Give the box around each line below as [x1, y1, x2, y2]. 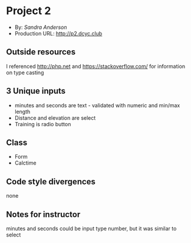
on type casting [6, 69, 44, 76]
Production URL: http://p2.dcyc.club [14, 29, 103, 37]
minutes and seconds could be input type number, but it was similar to [6, 225, 177, 232]
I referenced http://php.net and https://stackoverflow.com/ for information [6, 63, 186, 70]
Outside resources [6, 47, 75, 57]
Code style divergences [6, 176, 96, 186]
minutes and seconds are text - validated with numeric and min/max [14, 101, 180, 109]
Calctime [14, 159, 37, 166]
